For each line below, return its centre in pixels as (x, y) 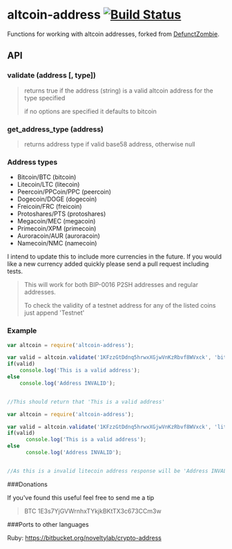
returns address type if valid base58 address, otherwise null (109, 144)
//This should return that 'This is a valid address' (86, 402)
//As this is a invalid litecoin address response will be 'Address (108, 471)
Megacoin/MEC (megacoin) (56, 221)
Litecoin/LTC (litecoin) (48, 185)
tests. (15, 271)
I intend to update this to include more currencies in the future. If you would (115, 257)
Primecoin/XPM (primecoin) (57, 229)
